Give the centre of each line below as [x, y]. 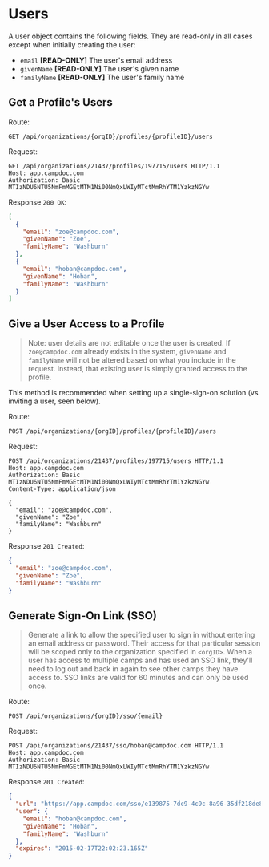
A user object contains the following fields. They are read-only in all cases [130, 36]
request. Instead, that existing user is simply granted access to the [138, 369]
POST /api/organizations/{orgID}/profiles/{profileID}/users [112, 431]
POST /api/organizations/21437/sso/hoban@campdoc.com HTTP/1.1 [116, 746]
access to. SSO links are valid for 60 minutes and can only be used [138, 678]
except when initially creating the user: [72, 44]
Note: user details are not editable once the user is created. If [129, 343]
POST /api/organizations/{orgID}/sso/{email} [85, 716]
